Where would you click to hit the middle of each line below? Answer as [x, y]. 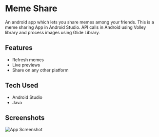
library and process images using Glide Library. [52, 32]
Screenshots [25, 118]
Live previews [26, 65]
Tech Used [22, 85]
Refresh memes [28, 60]
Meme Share [31, 9]
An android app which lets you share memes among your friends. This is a [80, 22]
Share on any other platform [40, 70]
